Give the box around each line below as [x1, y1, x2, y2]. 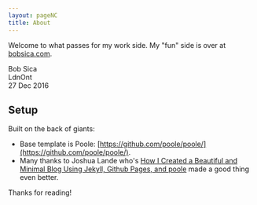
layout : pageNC [8, 11, 58, 20]
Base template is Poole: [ [19, 139, 101, 149]
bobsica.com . [8, 49, 53, 58]
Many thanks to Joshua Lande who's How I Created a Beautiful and [19, 156, 238, 166]
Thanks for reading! [8, 188, 72, 197]
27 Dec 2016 [8, 80, 50, 90]
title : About [8, 19, 51, 27]
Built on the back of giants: [8, 124, 96, 134]
